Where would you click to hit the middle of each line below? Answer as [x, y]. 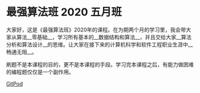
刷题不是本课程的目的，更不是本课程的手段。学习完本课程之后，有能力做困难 [100, 64]
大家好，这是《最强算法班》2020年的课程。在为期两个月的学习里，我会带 [96, 30]
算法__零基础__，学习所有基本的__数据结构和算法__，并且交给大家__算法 [104, 37]
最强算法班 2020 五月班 [64, 12]
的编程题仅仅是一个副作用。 [40, 72]
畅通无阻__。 [22, 52]
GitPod [15, 84]
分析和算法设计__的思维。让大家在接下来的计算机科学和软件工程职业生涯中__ [100, 44]
